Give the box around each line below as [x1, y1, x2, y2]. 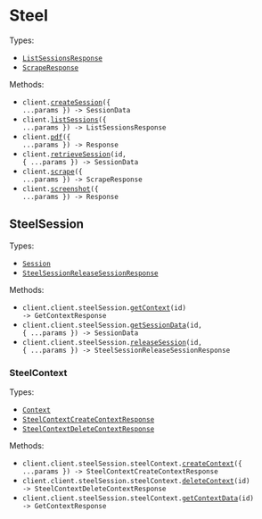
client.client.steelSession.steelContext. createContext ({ [21, 459, 242, 469]
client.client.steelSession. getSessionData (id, [21, 321, 202, 330]
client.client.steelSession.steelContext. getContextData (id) [21, 494, 255, 503]
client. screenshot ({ [21, 184, 99, 193]
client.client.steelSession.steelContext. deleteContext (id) [21, 477, 250, 486]
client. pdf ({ [21, 132, 71, 141]
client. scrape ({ [21, 167, 83, 176]
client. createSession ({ [21, 97, 111, 107]
